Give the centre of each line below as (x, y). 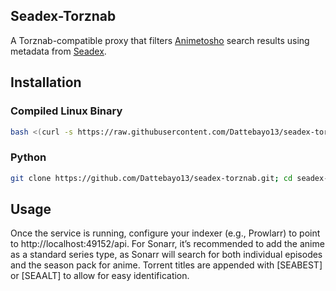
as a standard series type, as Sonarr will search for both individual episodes (166, 255)
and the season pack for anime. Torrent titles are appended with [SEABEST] (166, 265)
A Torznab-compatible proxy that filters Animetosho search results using (160, 40)
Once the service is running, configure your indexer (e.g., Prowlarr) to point (165, 233)
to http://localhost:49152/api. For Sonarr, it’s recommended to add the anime (167, 244)
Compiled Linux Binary (66, 111)
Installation (46, 82)
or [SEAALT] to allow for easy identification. (100, 276)
